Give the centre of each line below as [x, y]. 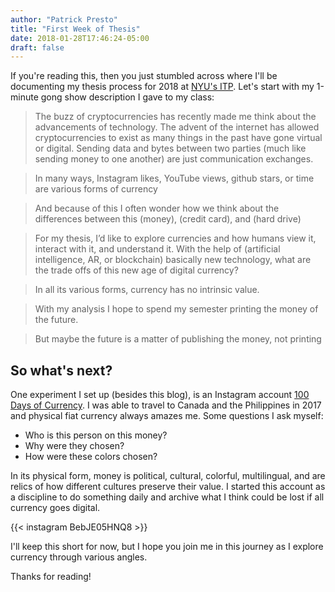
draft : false [37, 47]
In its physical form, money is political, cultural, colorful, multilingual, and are [168, 476]
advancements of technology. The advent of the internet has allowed [177, 127]
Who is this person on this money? [96, 435]
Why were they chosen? [74, 446]
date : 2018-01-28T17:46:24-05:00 [80, 38]
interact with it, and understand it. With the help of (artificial [157, 249]
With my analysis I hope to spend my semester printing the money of [176, 309]
